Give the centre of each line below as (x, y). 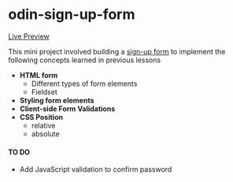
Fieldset (44, 91)
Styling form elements (57, 100)
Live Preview (29, 36)
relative (43, 125)
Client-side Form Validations (67, 109)
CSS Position (41, 117)
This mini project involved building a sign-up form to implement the (117, 51)
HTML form (39, 75)
